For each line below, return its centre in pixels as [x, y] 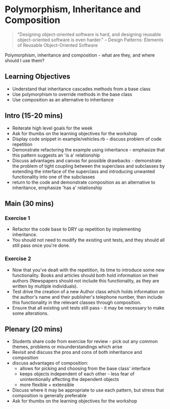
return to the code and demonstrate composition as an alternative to [84, 182]
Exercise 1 [18, 218]
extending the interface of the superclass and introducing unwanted [83, 171]
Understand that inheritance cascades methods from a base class [81, 89]
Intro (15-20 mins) [34, 116]
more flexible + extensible [47, 385]
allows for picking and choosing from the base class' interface [85, 369]
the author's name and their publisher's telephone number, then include [87, 297]
